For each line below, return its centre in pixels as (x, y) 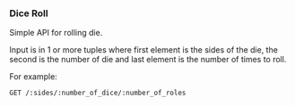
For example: (34, 77)
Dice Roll (29, 13)
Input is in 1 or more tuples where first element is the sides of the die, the (143, 50)
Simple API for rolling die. (56, 33)
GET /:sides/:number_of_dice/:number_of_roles (98, 93)
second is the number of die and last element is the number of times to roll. (148, 60)
